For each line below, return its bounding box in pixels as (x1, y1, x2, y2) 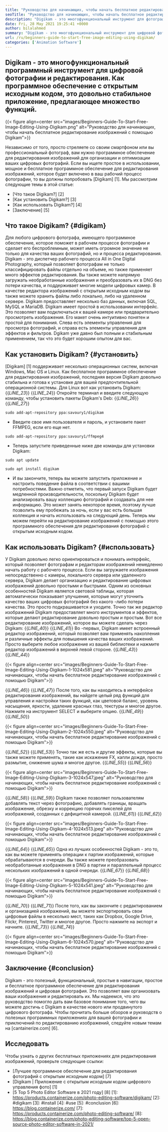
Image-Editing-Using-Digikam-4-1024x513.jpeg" (5, 826, 105, 831)
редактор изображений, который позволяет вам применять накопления (5, 630, 160, 636)
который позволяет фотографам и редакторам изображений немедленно (5, 561, 163, 567)
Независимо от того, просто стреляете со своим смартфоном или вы (5, 144, 154, 150)
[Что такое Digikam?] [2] (12, 191, 64, 197)
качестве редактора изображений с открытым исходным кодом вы (5, 288, 150, 294)
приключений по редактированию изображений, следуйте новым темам (5, 1019, 161, 1025)
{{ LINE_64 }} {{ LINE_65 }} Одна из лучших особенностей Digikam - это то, (5, 846, 159, 852)
